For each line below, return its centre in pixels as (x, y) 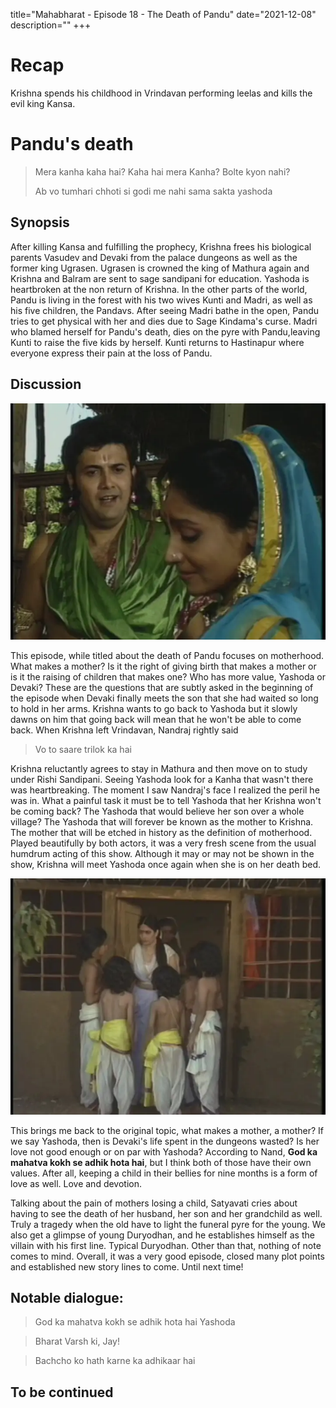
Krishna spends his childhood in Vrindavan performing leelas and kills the (161, 93)
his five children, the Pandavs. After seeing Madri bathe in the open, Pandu (165, 310)
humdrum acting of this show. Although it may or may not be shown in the (162, 853)
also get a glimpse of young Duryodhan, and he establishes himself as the (162, 1235)
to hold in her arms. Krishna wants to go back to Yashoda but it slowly (154, 708)
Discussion (46, 384)
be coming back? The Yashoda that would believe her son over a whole (157, 811)
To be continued (62, 1392)
